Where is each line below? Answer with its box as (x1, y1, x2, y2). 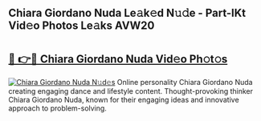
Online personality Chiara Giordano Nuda (116, 78, 253, 87)
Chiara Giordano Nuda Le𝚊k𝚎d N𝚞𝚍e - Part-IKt (8, 6, 247, 20)
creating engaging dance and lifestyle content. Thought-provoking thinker (8, 87, 254, 95)
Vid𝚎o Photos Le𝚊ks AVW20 (8, 19, 155, 33)
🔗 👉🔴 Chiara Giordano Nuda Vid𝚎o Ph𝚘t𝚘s (8, 52, 228, 66)
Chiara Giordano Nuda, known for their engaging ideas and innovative (8, 95, 239, 104)
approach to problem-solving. (8, 103, 107, 113)
